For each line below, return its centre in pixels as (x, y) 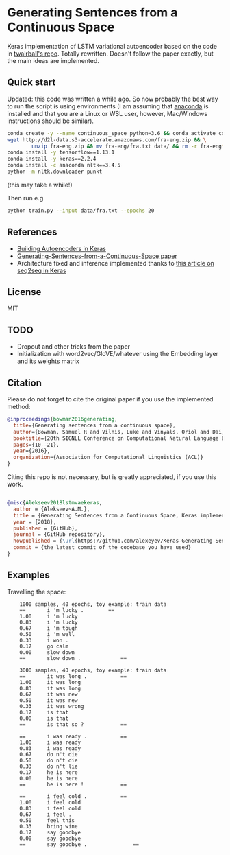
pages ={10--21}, (36, 445)
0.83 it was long (50, 688)
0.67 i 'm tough (49, 628)
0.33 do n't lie (49, 766)
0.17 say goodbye (50, 832)
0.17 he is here (49, 772)
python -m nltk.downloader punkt (55, 172)
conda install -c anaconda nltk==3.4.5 (64, 165)
